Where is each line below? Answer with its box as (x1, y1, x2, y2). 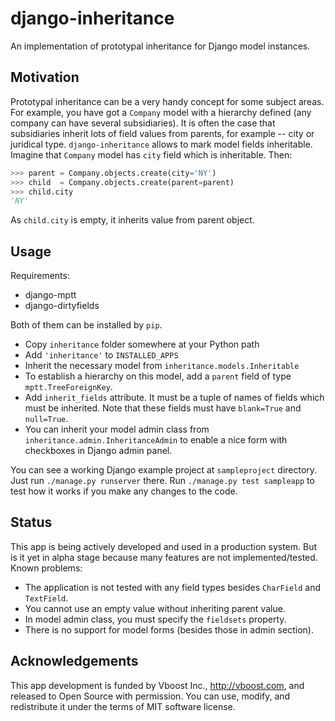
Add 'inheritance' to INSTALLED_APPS (24, 349, 179, 361)
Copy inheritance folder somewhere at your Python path (24, 338, 260, 351)
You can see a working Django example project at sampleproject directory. (10, 464, 318, 476)
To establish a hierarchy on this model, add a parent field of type (24, 370, 292, 382)
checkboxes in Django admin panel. (24, 445, 173, 457)
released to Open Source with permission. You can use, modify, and (10, 690, 291, 702)
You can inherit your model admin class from (24, 423, 210, 436)
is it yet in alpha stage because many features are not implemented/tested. (10, 551, 318, 563)
